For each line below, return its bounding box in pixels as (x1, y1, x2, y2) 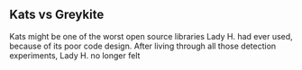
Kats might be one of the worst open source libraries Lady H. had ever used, (9, 31, 293, 41)
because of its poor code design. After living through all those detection (9, 40, 277, 51)
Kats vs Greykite (9, 7, 105, 22)
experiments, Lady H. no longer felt (9, 49, 141, 61)
